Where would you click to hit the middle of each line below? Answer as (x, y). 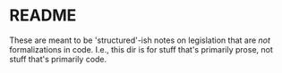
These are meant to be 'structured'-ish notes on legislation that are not (140, 40)
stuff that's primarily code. (58, 59)
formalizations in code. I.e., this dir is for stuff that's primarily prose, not (141, 49)
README (43, 16)
